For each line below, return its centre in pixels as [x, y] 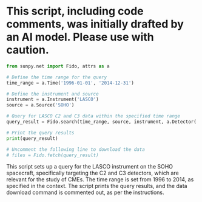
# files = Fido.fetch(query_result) [52, 155]
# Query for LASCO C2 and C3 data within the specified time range [93, 116]
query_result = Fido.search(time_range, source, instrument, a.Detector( [102, 122]
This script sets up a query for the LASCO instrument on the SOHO [90, 167]
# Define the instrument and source [52, 94]
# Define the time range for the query [57, 77]
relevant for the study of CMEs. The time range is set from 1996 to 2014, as [100, 179]
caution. [28, 50]
